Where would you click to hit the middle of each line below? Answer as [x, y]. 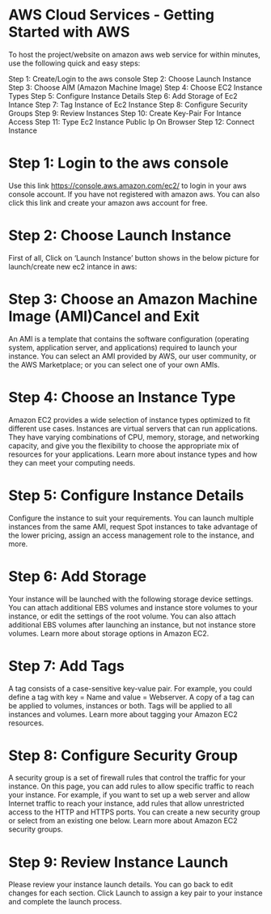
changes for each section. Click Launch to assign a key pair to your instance [135, 893]
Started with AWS [69, 32]
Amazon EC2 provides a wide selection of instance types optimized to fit [129, 419]
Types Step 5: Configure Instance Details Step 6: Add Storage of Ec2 [123, 96]
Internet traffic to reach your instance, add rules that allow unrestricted [127, 804]
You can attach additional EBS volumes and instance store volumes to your [133, 607]
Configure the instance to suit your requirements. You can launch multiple [131, 518]
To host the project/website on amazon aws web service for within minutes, [134, 54]
